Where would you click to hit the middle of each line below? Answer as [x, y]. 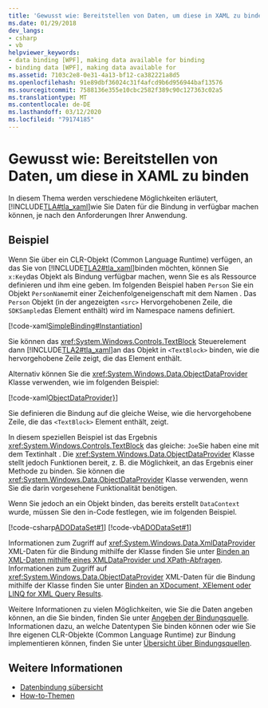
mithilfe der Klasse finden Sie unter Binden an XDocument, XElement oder [130, 585]
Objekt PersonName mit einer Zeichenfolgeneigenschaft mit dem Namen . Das [132, 293]
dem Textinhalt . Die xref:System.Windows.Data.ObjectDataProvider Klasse [132, 454]
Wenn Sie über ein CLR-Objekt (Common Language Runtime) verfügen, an [130, 259]
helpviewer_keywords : [44, 53]
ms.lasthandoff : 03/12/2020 [55, 113]
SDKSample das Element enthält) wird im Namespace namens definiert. [122, 310]
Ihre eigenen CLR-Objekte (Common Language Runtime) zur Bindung [122, 635]
